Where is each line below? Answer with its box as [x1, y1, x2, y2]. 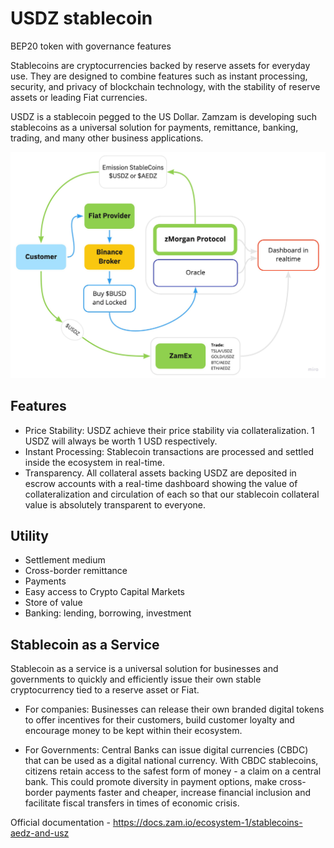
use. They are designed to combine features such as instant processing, [10, 70, 308, 82]
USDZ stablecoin [10, 7, 153, 30]
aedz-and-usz [10, 827, 70, 839]
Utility [10, 527, 49, 544]
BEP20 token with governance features [10, 40, 172, 52]
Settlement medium [24, 554, 106, 566]
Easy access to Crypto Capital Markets [24, 586, 185, 598]
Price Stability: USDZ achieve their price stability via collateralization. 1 [24, 424, 315, 436]
